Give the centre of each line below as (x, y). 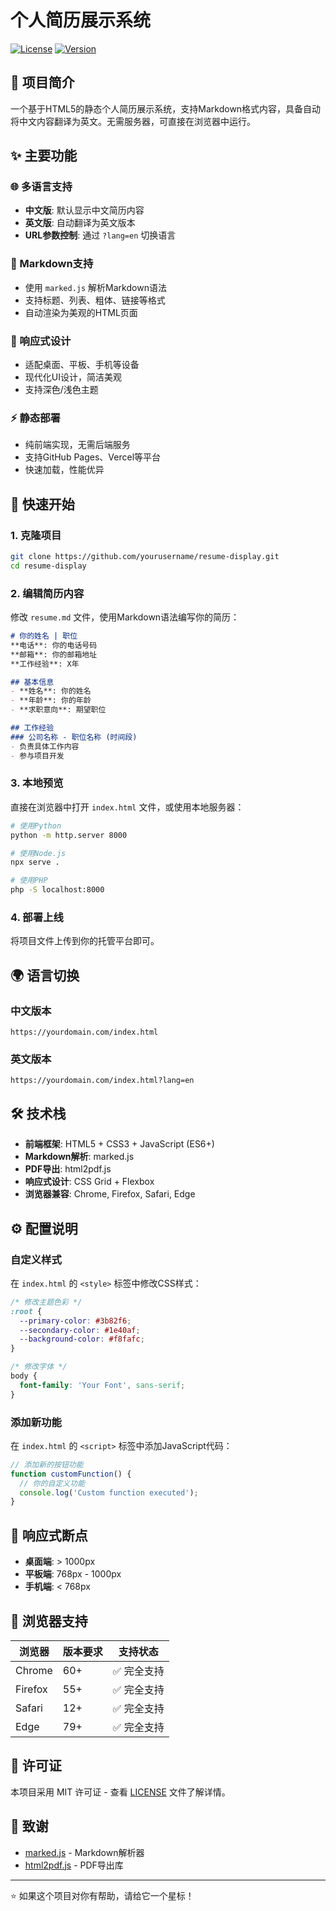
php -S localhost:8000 (57, 890)
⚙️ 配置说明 (44, 1228)
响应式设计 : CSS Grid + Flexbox (89, 1182)
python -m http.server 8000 (69, 835)
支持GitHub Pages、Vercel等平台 (93, 457)
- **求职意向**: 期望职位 (58, 710)
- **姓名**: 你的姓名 (51, 691)
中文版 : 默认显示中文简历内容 (84, 210)
